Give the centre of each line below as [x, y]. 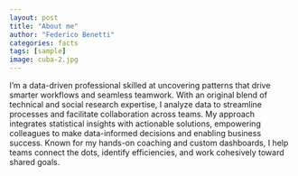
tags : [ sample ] [38, 51]
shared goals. [35, 162]
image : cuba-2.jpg [44, 60]
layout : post [34, 18]
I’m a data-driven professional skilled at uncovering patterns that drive [140, 85]
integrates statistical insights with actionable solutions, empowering [135, 124]
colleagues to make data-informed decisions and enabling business [135, 133]
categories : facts [44, 43]
